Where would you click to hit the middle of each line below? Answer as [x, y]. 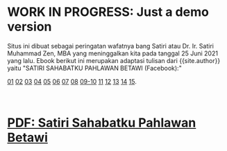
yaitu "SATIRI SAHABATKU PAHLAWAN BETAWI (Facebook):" [94, 68]
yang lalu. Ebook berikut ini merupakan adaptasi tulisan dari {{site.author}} [114, 60]
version [30, 27]
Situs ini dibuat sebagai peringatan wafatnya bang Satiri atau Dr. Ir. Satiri [110, 46]
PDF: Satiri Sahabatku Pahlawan [102, 123]
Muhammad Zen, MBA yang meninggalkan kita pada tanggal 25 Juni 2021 [113, 53]
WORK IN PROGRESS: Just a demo [108, 12]
